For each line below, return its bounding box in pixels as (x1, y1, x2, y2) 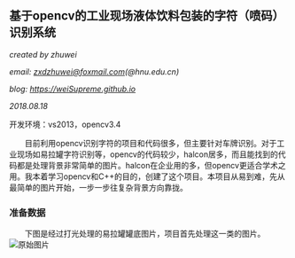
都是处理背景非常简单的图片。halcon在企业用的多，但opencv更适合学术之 (16, 160, 286, 170)
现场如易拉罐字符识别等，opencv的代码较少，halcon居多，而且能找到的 (16, 149, 279, 160)
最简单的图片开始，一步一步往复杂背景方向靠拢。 (9, 182, 188, 192)
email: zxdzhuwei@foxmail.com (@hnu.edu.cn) (9, 66, 180, 77)
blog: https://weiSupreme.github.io (9, 83, 136, 94)
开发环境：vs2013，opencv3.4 (9, 119, 121, 129)
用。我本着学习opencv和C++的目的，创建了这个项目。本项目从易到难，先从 (9, 171, 285, 182)
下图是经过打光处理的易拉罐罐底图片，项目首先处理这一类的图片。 (25, 229, 266, 239)
